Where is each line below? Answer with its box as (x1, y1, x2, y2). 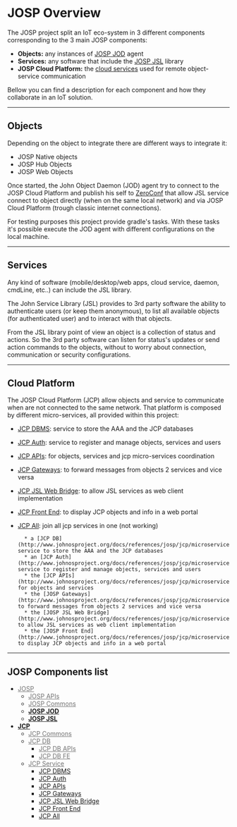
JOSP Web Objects (17, 167, 73, 176)
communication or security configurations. (7, 350, 131, 359)
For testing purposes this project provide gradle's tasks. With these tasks (7, 217, 220, 226)
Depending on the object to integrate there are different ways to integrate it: (7, 139, 228, 147)
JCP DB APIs (38, 745, 76, 753)
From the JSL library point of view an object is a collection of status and (7, 328, 217, 336)
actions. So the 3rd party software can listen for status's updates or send (7, 335, 220, 343)
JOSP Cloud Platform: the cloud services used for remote (17, 64, 187, 73)
